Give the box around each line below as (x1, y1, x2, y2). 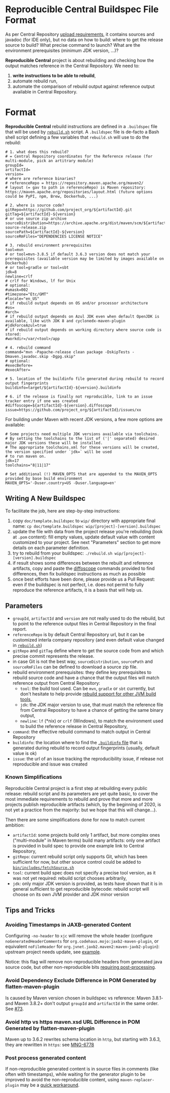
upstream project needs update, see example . (5, 949, 101, 955)
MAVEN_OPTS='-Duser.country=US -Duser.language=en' (5, 480, 116, 485)
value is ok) (12, 750, 37, 756)
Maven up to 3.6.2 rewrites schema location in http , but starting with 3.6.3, (5, 1036, 161, 1043)
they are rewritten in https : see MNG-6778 (5, 1042, 95, 1048)
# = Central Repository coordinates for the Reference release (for (5, 154, 153, 159)
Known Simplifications (5, 774, 62, 781)
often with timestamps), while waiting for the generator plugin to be (5, 1071, 146, 1077)
